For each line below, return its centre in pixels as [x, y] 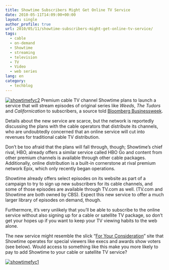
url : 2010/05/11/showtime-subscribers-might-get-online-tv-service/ [79, 29]
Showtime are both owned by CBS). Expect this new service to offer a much [84, 194]
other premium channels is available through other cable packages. [76, 158]
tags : [11, 34]
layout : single [21, 19]
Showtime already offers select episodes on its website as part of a [76, 178]
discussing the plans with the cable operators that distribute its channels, [82, 126]
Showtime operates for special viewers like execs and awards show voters [83, 241]
